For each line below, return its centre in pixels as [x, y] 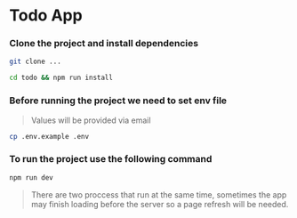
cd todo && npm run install [61, 78]
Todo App [46, 16]
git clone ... [36, 62]
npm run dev [31, 178]
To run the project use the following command [111, 159]
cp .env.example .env [49, 136]
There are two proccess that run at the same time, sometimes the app [159, 194]
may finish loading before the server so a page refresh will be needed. [160, 204]
